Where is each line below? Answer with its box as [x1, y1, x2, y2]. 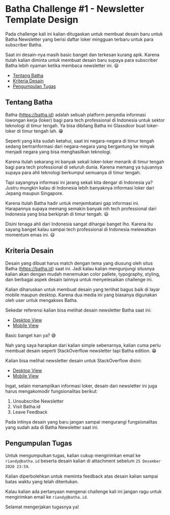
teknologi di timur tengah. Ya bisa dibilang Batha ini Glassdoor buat [5, 122, 146, 128]
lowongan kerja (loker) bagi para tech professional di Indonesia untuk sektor [5, 117, 165, 123]
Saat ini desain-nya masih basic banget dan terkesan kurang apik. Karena [5, 52, 160, 58]
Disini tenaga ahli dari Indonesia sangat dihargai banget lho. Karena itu [5, 221, 153, 227]
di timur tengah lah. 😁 [17, 128, 64, 134]
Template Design [5, 14, 78, 26]
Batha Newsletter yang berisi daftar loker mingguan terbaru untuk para [5, 36, 154, 42]
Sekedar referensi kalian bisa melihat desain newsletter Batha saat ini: [5, 307, 152, 313]
